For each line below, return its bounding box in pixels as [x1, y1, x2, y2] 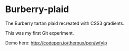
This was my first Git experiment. [5, 30, 74, 36]
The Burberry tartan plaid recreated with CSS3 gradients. [5, 20, 125, 26]
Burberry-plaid [5, 4, 69, 15]
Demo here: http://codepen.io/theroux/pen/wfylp [5, 39, 107, 46]
